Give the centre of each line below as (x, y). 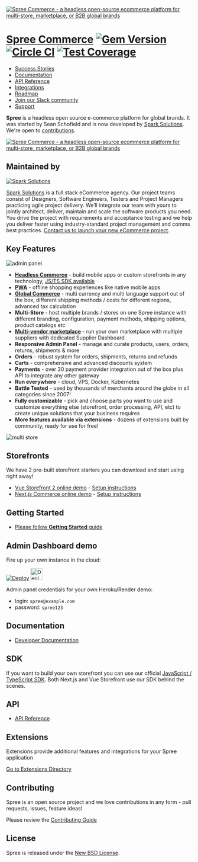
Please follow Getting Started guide (59, 527)
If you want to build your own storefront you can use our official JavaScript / (99, 673)
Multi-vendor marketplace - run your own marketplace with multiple (98, 331)
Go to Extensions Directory (39, 769)
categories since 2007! (43, 394)
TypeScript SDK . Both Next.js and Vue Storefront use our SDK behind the (95, 679)
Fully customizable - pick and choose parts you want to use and (94, 400)
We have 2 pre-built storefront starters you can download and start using (95, 470)
